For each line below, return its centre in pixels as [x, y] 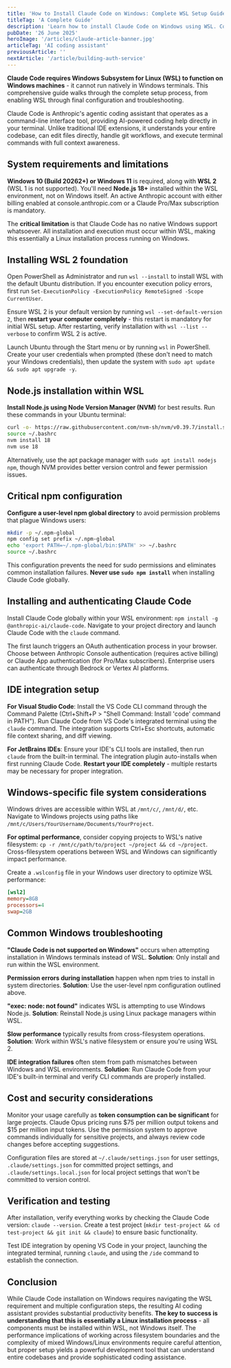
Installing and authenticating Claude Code [99, 602]
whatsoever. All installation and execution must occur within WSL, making [111, 231]
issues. [17, 474]
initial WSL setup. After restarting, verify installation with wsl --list [103, 326]
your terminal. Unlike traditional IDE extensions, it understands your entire [111, 128]
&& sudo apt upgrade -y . [42, 369]
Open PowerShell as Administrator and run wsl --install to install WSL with [115, 276]
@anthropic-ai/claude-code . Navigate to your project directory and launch [112, 625]
